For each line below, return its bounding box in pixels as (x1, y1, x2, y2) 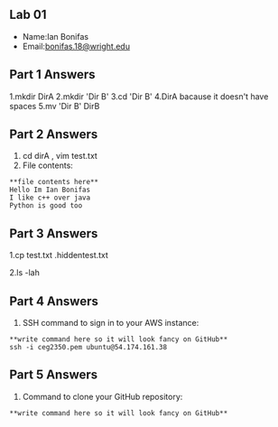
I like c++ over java (9, 193, 91, 202)
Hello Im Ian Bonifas (9, 185, 91, 195)
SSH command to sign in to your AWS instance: (22, 318, 199, 329)
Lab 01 (9, 7, 47, 23)
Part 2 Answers (9, 126, 98, 143)
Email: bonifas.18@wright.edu (22, 41, 131, 51)
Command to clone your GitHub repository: (22, 391, 183, 402)
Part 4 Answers (9, 293, 99, 309)
